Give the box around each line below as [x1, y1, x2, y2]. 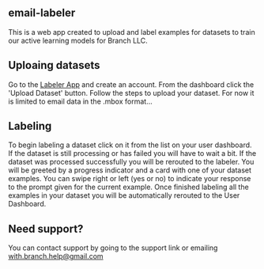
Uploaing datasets [8, 59, 100, 72]
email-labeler [8, 6, 76, 20]
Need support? [8, 222, 84, 236]
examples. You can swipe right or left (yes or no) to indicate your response [8, 174, 251, 184]
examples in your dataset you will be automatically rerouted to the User [8, 191, 240, 200]
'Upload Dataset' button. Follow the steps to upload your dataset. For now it [8, 88, 255, 97]
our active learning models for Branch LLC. [8, 36, 148, 45]
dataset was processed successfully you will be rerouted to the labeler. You [8, 157, 255, 167]
